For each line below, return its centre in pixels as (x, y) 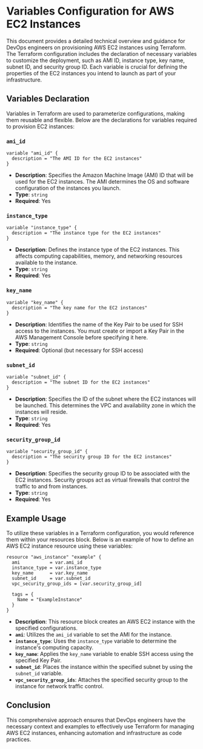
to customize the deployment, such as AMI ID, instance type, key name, (95, 60)
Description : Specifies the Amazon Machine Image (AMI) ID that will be (104, 175)
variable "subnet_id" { (36, 377)
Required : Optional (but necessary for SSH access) (79, 350)
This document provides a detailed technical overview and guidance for (96, 41)
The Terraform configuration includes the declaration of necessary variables (101, 53)
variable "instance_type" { (42, 228)
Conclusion (28, 706)
